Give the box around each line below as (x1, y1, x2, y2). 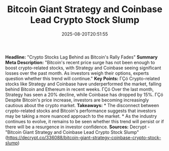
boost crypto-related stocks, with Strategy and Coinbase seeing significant (5, 65, 161, 71)
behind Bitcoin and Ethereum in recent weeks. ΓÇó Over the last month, (5, 86, 154, 92)
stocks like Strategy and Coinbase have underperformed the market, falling (5, 81, 161, 87)
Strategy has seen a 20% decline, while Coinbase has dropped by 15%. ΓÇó (5, 91, 163, 97)
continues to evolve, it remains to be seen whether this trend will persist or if (5, 118, 164, 124)
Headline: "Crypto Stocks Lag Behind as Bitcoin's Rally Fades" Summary (5, 54, 158, 60)
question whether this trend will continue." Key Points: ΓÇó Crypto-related (5, 75, 160, 81)
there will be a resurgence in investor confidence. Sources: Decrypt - (5, 124, 150, 130)
